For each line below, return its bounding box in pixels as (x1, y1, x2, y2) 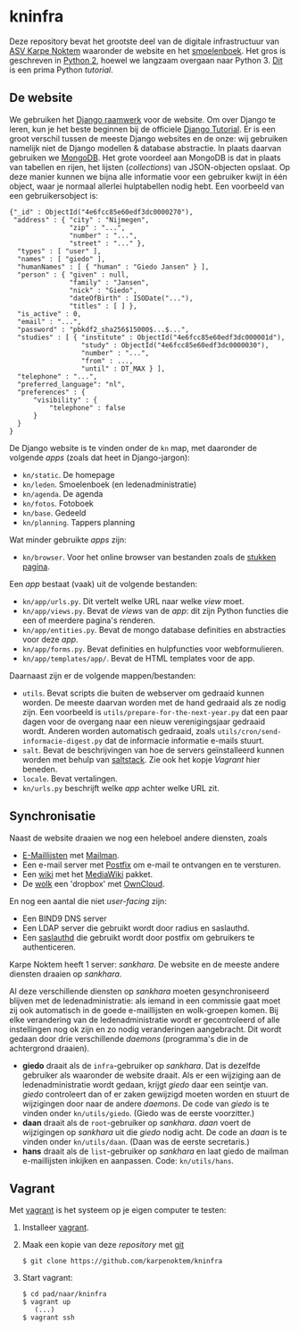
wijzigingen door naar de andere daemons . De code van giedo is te (21, 1098, 270, 1109)
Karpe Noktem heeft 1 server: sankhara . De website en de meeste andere (9, 959, 279, 969)
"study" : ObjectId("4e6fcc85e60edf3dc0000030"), (80, 340, 270, 350)
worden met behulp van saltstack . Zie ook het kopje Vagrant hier (21, 754, 261, 764)
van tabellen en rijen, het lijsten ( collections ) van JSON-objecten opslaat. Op (9, 161, 291, 172)
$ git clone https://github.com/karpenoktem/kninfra (21, 1257, 223, 1266)
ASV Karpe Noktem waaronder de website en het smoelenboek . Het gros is (9, 45, 287, 55)
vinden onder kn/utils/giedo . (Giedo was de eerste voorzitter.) (21, 1107, 255, 1118)
